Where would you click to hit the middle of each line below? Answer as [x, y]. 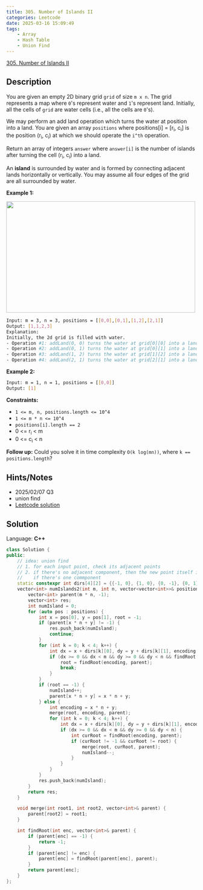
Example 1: [20, 193]
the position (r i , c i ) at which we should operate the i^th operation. [88, 136]
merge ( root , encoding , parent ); [90, 713]
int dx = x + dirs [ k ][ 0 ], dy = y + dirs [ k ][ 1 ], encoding [123, 651]
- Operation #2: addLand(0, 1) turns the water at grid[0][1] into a [96, 349]
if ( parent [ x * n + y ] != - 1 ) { [79, 623]
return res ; [43, 792]
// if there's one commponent [59, 578]
